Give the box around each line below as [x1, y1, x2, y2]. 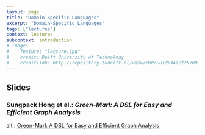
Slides [6, 82, 31, 92]
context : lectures [6, 32, 53, 38]
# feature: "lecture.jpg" [6, 49, 81, 55]
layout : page [6, 9, 40, 15]
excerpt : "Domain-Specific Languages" [6, 20, 105, 26]
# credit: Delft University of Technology [6, 54, 124, 60]
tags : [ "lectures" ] [6, 26, 56, 32]
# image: [6, 43, 29, 49]
